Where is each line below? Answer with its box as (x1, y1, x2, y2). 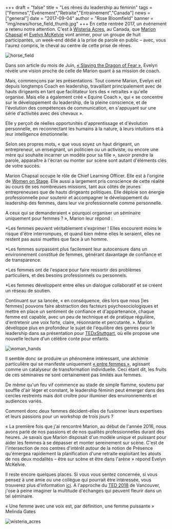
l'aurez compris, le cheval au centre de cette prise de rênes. (5, 43, 132, 48)
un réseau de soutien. (5, 288, 51, 293)
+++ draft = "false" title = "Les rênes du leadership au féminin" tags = (5, 5, 153, 10)
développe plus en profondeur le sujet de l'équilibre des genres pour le (5, 325, 155, 331)
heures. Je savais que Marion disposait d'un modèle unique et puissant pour (5, 434, 167, 440)
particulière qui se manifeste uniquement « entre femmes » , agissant (5, 361, 150, 367)
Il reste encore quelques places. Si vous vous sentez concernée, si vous (5, 471, 158, 477)
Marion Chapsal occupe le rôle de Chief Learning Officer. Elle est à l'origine (5, 173, 164, 179)
